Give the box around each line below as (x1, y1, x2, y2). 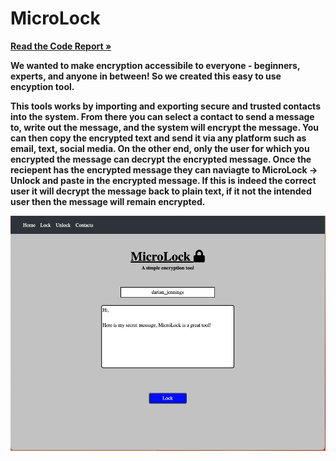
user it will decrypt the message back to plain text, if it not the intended (10, 185, 312, 197)
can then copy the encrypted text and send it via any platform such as (10, 132, 307, 144)
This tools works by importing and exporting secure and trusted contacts (10, 100, 321, 112)
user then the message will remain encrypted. (10, 195, 206, 207)
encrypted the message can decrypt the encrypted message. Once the (10, 153, 312, 165)
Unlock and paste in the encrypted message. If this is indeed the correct (10, 174, 317, 186)
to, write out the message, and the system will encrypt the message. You (10, 121, 319, 133)
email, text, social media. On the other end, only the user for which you (10, 142, 310, 154)
